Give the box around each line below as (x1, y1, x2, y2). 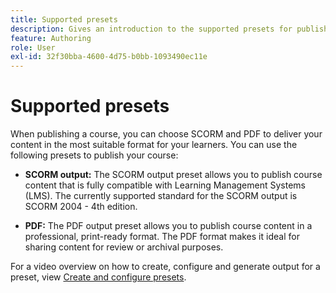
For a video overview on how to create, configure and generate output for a (10, 261, 321, 273)
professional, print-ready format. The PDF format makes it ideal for (24, 231, 300, 243)
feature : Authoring (10, 33, 92, 43)
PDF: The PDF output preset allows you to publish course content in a (24, 220, 313, 232)
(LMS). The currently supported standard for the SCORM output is (24, 190, 298, 202)
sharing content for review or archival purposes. (24, 241, 224, 253)
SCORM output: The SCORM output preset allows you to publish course (24, 169, 323, 181)
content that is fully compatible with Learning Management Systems (24, 179, 306, 191)
